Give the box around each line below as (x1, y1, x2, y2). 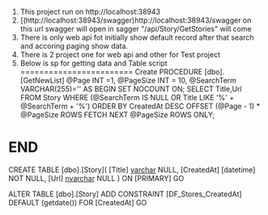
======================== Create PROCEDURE (19, 67, 203, 76)
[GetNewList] (19, 76, 65, 85)
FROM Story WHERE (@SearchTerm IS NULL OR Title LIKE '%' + (19, 93, 235, 102)
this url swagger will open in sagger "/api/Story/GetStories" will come (19, 24, 253, 33)
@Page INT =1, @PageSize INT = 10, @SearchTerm (66, 76, 237, 85)
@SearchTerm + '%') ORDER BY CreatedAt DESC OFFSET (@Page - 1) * (19, 101, 261, 111)
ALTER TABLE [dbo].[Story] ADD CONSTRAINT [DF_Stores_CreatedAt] (8, 189, 242, 199)
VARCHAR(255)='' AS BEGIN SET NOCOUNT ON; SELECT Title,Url (19, 84, 243, 94)
